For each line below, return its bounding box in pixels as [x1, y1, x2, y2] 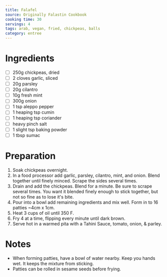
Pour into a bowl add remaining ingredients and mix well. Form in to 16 [12, 199, 158, 205]
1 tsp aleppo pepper [12, 104, 54, 110]
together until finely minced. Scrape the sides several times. [12, 177, 138, 183]
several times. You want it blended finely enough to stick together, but [12, 188, 158, 195]
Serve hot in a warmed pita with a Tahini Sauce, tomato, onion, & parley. [12, 220, 162, 226]
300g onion [12, 98, 37, 104]
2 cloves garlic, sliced [12, 75, 58, 81]
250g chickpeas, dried [12, 69, 60, 75]
